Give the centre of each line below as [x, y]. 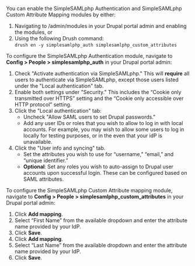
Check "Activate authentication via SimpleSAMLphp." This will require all [102, 73]
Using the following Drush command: [59, 38]
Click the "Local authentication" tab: [58, 111]
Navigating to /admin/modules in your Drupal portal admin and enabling [100, 26]
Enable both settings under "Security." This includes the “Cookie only [98, 92]
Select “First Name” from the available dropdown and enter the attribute [101, 220]
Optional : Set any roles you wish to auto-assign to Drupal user [98, 167]
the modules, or [33, 32]
